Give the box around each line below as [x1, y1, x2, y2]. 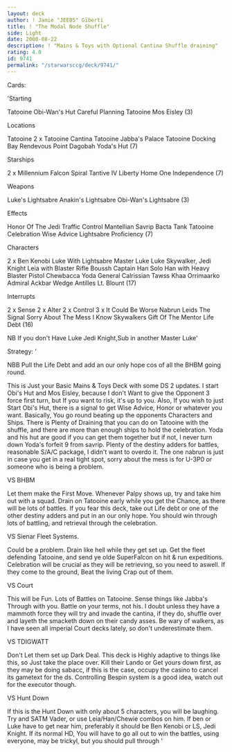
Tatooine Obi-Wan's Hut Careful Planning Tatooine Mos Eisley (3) [7, 107, 193, 116]
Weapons [7, 182, 35, 191]
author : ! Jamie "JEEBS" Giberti [7, 17, 104, 24]
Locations [7, 121, 36, 129]
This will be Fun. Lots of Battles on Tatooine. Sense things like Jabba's [7, 594, 208, 603]
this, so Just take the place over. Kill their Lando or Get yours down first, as [7, 658, 222, 666]
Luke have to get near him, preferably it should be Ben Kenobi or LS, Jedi [7, 722, 216, 730]
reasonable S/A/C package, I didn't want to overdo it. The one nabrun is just [7, 448, 224, 456]
